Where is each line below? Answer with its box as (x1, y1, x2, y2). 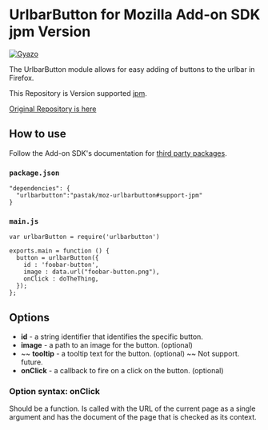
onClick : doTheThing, (23, 275, 99, 283)
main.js (9, 217, 39, 225)
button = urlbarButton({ (16, 254, 99, 262)
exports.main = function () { (9, 247, 110, 255)
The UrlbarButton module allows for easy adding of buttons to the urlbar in (9, 64, 255, 74)
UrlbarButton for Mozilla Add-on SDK (9, 6, 261, 24)
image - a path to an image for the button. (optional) (20, 340, 193, 350)
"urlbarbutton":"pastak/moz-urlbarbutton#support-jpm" (16, 192, 203, 200)
